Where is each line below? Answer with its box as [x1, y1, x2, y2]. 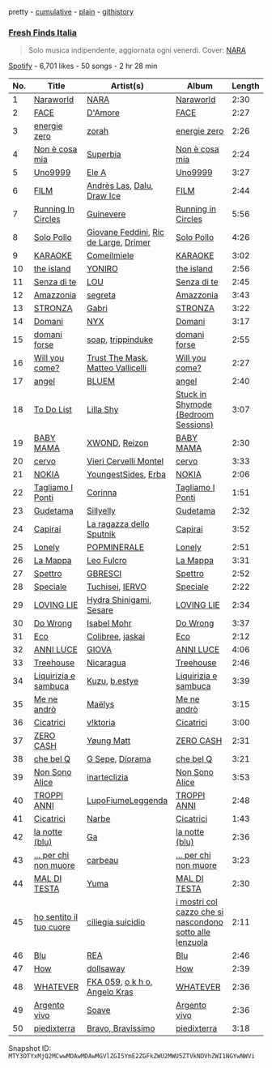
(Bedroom [175, 409, 215, 421]
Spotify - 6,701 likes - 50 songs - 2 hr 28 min [8, 61, 158, 71]
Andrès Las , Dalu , [86, 180, 154, 191]
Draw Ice [86, 190, 121, 202]
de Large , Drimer [86, 237, 151, 248]
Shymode [175, 399, 213, 410]
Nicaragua [86, 657, 127, 669]
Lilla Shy [86, 404, 119, 416]
